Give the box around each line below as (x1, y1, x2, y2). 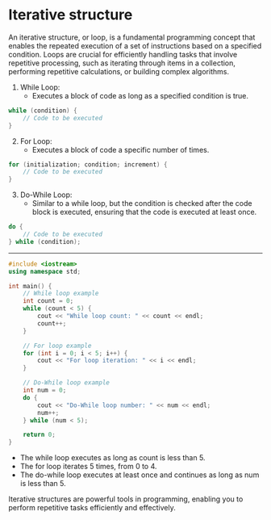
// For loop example (23, 342, 92, 350)
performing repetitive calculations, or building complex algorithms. (8, 66, 230, 76)
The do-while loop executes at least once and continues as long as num (19, 470, 260, 480)
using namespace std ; (8, 267, 81, 275)
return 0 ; (23, 430, 56, 439)
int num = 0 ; (23, 386, 67, 395)
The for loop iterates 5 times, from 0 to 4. (19, 462, 157, 472)
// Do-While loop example (23, 379, 110, 387)
